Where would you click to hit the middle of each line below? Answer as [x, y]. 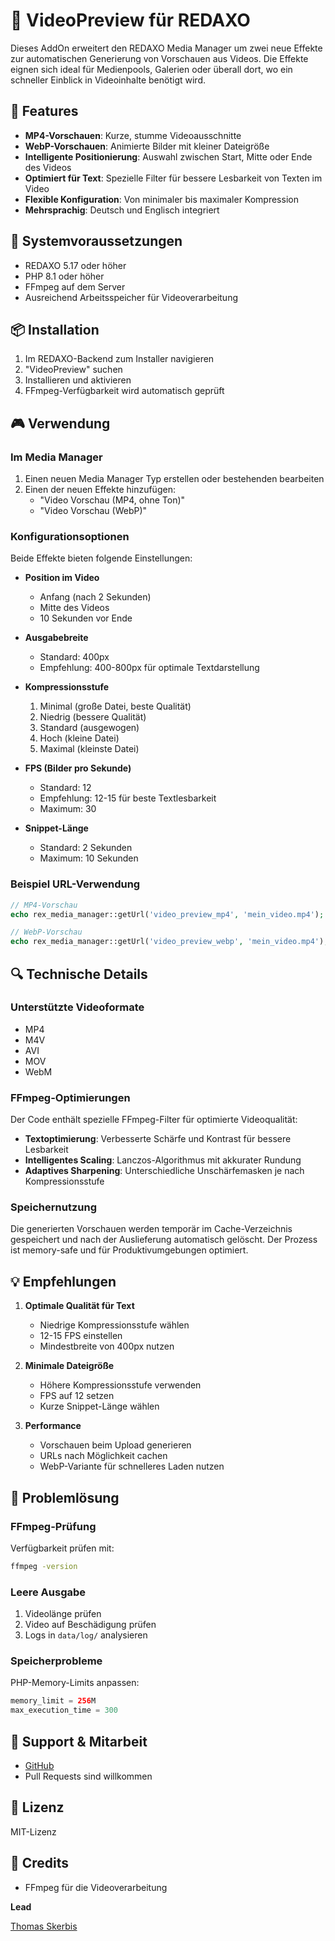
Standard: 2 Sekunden [86, 848]
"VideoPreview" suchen [73, 370]
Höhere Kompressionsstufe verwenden [120, 1385]
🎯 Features [44, 111]
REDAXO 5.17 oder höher [75, 265]
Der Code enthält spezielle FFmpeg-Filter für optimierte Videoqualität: [154, 1120]
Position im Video [62, 578]
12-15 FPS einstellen [81, 1336]
